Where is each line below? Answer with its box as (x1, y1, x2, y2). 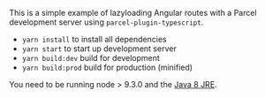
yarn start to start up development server (21, 43, 177, 54)
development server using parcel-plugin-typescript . (9, 17, 204, 27)
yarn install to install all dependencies (21, 34, 167, 44)
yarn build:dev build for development (21, 53, 161, 63)
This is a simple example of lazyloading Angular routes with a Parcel (9, 8, 258, 18)
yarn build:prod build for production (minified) (21, 62, 193, 72)
